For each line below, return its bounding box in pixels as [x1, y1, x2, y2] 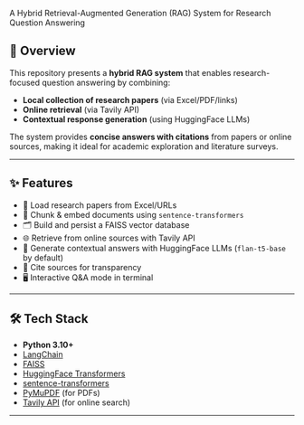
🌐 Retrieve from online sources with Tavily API [22, 232, 196, 243]
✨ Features [9, 175, 73, 191]
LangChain [22, 349, 63, 360]
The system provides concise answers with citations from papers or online [9, 131, 292, 142]
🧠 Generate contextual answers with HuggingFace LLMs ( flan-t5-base [22, 242, 287, 253]
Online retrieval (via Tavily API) [22, 104, 140, 115]
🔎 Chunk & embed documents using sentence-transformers [22, 209, 244, 220]
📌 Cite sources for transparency [22, 261, 142, 272]
